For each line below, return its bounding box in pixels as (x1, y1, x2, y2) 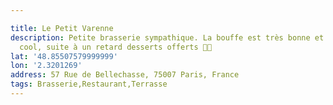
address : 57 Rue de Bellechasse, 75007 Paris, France (10, 70, 240, 80)
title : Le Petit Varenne (10, 23, 114, 33)
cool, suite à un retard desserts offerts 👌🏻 (19, 42, 213, 52)
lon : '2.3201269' (10, 61, 83, 71)
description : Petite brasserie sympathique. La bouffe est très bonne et (10, 32, 325, 43)
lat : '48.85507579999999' (10, 51, 118, 61)
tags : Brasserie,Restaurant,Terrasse (10, 79, 168, 90)
